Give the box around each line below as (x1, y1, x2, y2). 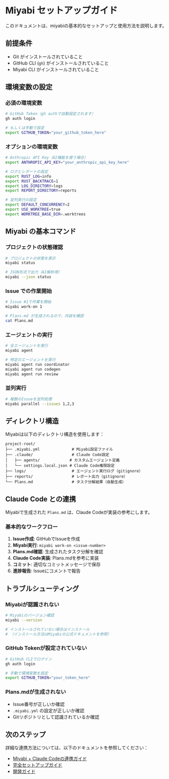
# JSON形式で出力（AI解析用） (5, 270, 62, 275)
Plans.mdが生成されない (5, 688, 67, 696)
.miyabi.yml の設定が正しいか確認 (12, 707, 84, 713)
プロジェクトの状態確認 (5, 244, 63, 251)
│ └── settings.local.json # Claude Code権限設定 (5, 463, 115, 468)
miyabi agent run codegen (5, 366, 60, 372)
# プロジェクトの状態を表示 (5, 255, 56, 261)
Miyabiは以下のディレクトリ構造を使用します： (5, 431, 104, 438)
